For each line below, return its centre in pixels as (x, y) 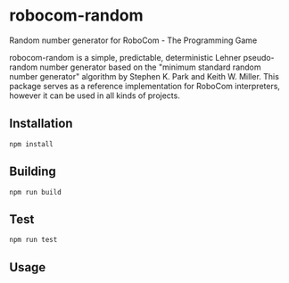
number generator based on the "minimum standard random (150, 67)
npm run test (33, 240)
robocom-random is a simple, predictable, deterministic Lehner (125, 57)
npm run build (36, 192)
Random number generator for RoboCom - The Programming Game (133, 40)
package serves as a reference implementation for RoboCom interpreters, (145, 86)
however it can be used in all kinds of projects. (95, 96)
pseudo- (259, 57)
